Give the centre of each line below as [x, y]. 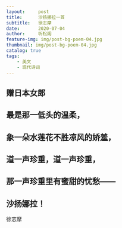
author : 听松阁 [29, 34]
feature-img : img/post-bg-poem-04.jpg [54, 39]
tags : [13, 56]
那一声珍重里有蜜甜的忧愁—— [61, 182]
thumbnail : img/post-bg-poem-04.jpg [51, 45]
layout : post [28, 12]
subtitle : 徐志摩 [29, 23]
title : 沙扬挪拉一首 [36, 17]
